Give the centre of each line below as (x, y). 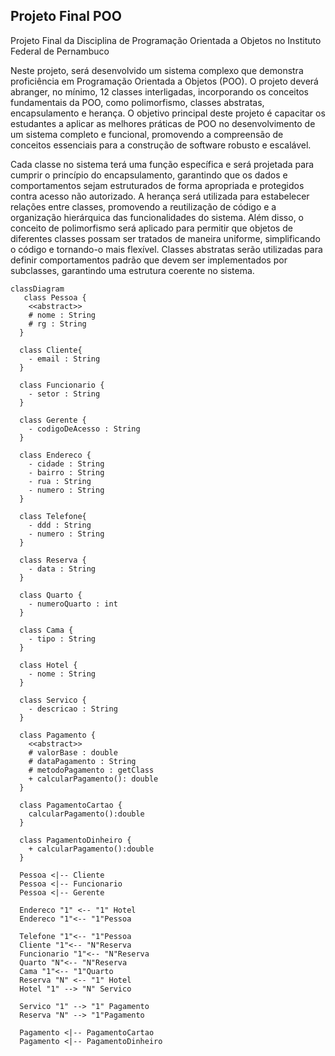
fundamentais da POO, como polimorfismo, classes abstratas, (137, 102)
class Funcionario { (62, 385)
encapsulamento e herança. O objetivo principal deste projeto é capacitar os (168, 113)
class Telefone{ (53, 516)
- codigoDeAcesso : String (84, 429)
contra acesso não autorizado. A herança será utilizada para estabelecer (160, 196)
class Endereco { (55, 455)
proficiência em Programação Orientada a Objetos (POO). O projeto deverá (164, 81)
